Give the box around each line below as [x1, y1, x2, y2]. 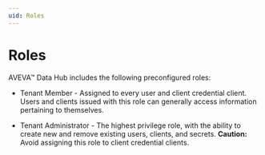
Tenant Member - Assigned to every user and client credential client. [19, 88, 247, 97]
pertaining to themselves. [19, 105, 104, 114]
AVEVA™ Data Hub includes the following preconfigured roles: [8, 73, 211, 82]
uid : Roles [8, 11, 45, 20]
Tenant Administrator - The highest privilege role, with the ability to [19, 121, 242, 130]
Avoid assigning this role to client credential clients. [19, 137, 190, 147]
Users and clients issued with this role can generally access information [19, 97, 258, 106]
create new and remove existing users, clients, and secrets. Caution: [19, 129, 247, 138]
